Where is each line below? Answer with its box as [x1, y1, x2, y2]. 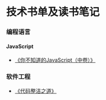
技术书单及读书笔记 [6, 5, 100, 19]
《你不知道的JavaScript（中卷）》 [14, 56, 96, 64]
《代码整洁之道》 [14, 87, 57, 94]
